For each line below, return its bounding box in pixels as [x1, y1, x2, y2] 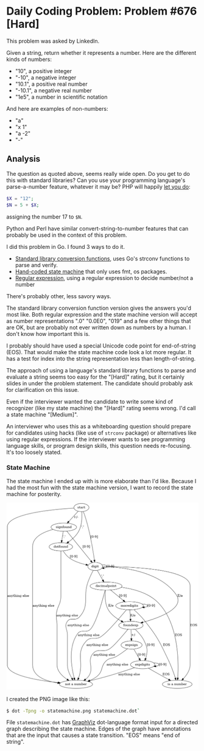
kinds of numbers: [6, 55, 52, 63]
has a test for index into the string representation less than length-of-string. [6, 355, 196, 362]
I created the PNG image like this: [6, 695, 90, 702]
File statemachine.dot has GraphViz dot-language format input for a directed [6, 719, 199, 726]
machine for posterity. [6, 490, 62, 497]
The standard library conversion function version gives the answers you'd [6, 304, 192, 312]
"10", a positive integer [15, 67, 72, 74]
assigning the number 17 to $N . [6, 213, 83, 220]
